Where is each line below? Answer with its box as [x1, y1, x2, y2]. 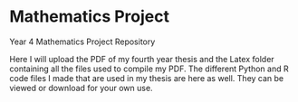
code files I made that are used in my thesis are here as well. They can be [9, 72, 284, 83]
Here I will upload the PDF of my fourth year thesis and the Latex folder [9, 53, 274, 64]
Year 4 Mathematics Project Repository [9, 36, 156, 47]
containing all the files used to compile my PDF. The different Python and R [9, 63, 289, 74]
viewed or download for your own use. [9, 82, 153, 93]
